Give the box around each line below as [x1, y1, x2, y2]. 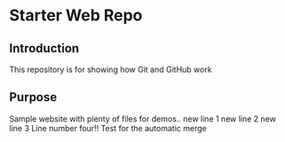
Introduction [9, 41, 80, 56]
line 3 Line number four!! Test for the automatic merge [9, 122, 207, 133]
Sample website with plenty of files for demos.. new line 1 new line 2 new [9, 113, 277, 124]
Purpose [9, 90, 58, 105]
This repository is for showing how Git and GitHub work [9, 64, 212, 75]
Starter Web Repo [9, 5, 143, 26]
